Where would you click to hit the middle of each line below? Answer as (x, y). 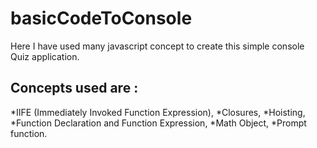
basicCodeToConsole (101, 18)
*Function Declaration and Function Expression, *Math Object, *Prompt (158, 123)
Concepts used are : (74, 88)
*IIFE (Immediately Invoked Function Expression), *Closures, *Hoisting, (158, 112)
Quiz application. (45, 56)
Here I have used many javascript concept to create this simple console (157, 46)
